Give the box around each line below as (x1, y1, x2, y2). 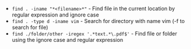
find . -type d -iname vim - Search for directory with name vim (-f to (11, 18, 185, 24)
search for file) (11, 24, 49, 31)
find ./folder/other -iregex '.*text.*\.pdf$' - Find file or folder (11, 30, 177, 37)
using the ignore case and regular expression (11, 37, 124, 43)
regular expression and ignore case (11, 11, 100, 18)
